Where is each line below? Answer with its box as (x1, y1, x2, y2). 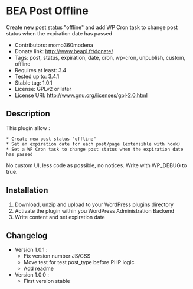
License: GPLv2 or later (14, 85, 72, 92)
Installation (6, 185, 48, 196)
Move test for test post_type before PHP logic (23, 259, 135, 266)
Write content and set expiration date (14, 213, 105, 220)
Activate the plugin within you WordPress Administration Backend (14, 207, 175, 214)
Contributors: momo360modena (14, 41, 93, 48)
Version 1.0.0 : (14, 271, 49, 278)
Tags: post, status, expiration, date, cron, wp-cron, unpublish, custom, (14, 54, 186, 61)
